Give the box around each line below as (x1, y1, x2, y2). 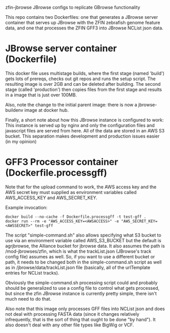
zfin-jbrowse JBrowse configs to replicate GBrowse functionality (5, 5, 141, 10)
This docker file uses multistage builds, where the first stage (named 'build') (5, 70, 165, 76)
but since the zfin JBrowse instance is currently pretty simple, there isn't (5, 290, 157, 296)
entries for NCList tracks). (5, 270, 59, 276)
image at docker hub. (24, 107, 69, 113)
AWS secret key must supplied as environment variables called (5, 189, 137, 195)
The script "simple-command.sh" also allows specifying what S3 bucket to (5, 232, 161, 238)
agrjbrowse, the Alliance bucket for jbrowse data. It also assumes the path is (5, 243, 165, 249)
